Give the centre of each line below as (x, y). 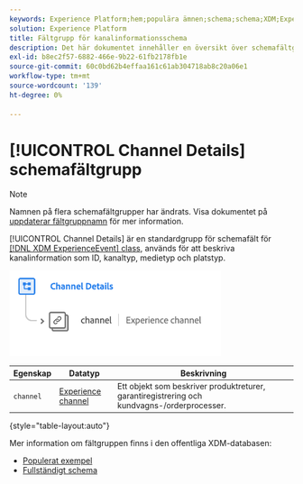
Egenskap (32, 373)
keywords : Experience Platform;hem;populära (94, 19)
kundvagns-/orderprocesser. (172, 406)
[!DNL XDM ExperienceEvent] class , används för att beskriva (122, 249)
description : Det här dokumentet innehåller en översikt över (129, 48)
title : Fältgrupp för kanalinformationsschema (98, 38)
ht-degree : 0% (36, 95)
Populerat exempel (57, 461)
